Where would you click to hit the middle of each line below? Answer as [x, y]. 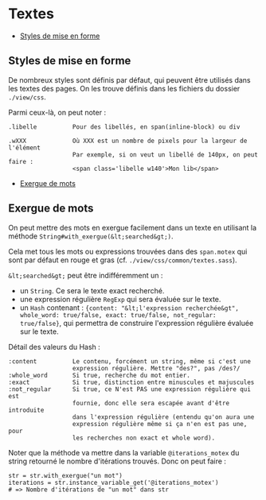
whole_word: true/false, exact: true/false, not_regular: [118, 315]
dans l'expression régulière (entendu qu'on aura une [163, 417]
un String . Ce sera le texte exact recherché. [92, 290]
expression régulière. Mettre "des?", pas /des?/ [156, 368]
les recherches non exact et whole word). [144, 438]
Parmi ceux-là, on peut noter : [57, 112]
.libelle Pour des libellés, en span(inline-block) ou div [124, 127]
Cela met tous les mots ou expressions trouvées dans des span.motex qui [128, 251]
